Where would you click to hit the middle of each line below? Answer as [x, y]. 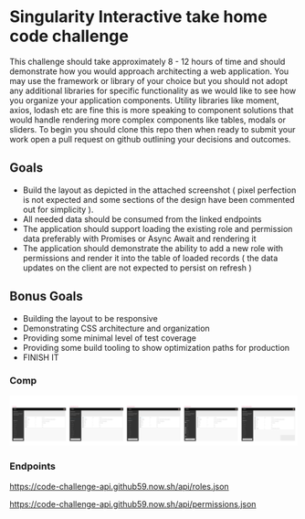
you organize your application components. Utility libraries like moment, [145, 100]
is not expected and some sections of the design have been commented [158, 199]
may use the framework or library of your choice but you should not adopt [149, 80]
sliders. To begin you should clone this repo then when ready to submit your [152, 129]
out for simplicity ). [58, 209]
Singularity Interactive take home [138, 17]
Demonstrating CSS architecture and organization [116, 328]
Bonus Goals [47, 297]
